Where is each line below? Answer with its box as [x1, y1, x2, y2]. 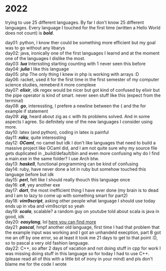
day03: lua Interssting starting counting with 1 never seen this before [5, 61, 146, 67]
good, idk [5, 213, 25, 219]
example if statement [5, 108, 48, 114]
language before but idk [5, 171, 54, 177]
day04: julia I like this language [5, 66, 69, 72]
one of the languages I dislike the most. [5, 55, 86, 61]
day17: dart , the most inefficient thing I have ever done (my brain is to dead [5, 187, 159, 193]
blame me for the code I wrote [5, 261, 67, 267]
